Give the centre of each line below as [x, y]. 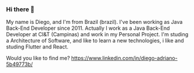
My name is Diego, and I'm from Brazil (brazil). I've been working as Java [94, 22]
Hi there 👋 [21, 9]
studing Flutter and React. [37, 47]
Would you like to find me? [38, 58]
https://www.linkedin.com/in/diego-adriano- [124, 58]
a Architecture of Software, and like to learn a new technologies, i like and [95, 41]
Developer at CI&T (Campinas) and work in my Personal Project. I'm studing [97, 34]
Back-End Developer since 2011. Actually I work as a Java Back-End [88, 28]
